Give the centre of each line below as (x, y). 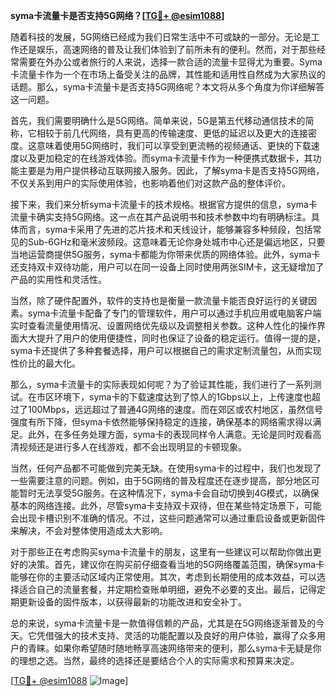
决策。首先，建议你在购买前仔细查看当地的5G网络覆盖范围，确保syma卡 (176, 564)
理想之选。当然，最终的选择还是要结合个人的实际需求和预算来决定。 (159, 660)
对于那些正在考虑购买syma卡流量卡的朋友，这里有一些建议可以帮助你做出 (161, 552)
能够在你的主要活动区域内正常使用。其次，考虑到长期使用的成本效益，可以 (163, 577)
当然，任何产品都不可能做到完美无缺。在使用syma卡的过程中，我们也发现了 (166, 468)
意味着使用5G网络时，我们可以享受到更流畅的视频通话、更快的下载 (174, 145)
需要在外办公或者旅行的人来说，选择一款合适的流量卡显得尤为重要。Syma (170, 62)
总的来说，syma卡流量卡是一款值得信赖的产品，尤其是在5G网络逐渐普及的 (163, 623)
